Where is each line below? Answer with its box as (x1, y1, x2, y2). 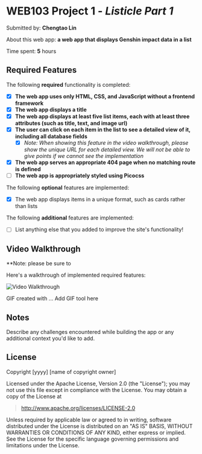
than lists (14, 203, 38, 210)
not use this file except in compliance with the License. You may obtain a (6, 386, 187, 393)
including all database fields (14, 133, 87, 140)
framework (14, 99, 44, 107)
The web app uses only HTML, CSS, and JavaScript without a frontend (14, 92, 195, 100)
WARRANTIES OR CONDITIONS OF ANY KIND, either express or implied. (6, 429, 186, 436)
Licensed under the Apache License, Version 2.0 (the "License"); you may (6, 380, 191, 387)
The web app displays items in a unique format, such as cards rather (14, 196, 186, 203)
